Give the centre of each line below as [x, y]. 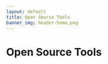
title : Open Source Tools [38, 17]
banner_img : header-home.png [42, 23]
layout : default [26, 12]
